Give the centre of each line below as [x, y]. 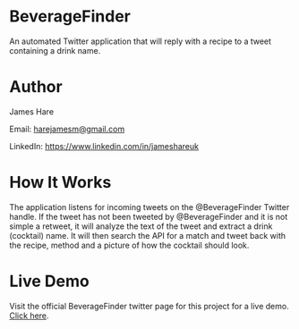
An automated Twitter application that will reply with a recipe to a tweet [140, 41]
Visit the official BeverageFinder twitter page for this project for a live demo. [149, 306]
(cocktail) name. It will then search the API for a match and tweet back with [148, 235]
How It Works [60, 183]
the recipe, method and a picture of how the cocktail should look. [129, 245]
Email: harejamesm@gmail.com [67, 129]
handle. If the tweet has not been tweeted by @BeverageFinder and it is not [149, 216]
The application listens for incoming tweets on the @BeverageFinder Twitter [149, 207]
